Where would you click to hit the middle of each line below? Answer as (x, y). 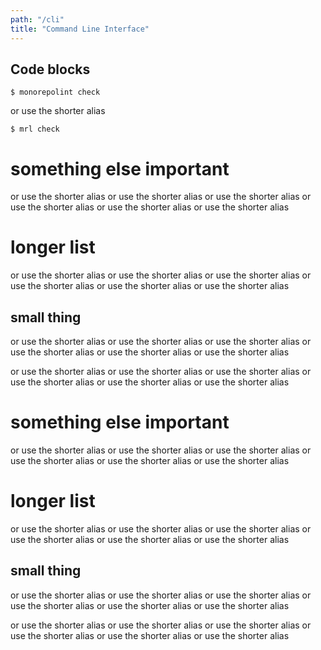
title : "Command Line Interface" (80, 29)
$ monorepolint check (55, 92)
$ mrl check (35, 129)
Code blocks (50, 69)
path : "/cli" (37, 19)
